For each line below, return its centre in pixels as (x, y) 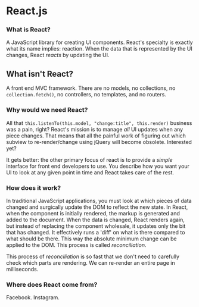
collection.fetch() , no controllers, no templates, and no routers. (86, 95)
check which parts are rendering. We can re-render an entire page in (91, 262)
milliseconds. (22, 269)
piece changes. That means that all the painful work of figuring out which (96, 136)
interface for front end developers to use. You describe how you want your (98, 166)
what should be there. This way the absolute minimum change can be (91, 239)
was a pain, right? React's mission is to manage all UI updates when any (95, 129)
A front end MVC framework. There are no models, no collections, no (91, 88)
